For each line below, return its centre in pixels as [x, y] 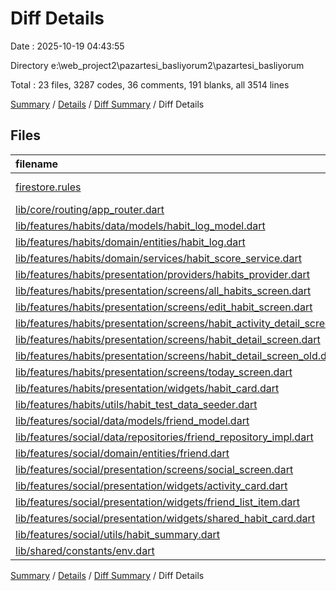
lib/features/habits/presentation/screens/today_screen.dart [154, 372]
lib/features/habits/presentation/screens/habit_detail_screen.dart [168, 339]
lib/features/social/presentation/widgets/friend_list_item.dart [157, 502]
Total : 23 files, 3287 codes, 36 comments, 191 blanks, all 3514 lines [150, 84]
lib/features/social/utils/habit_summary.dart [117, 534]
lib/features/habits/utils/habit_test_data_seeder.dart [136, 404]
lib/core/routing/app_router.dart [90, 209]
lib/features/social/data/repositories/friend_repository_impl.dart [164, 437]
